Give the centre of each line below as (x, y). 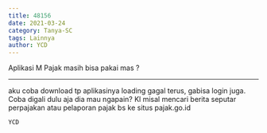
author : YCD (28, 45)
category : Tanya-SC (41, 30)
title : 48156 (30, 16)
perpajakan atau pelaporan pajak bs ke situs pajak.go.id (99, 108)
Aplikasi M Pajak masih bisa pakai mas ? (74, 68)
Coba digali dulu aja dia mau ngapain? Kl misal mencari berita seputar (122, 100)
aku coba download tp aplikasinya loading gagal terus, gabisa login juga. (127, 91)
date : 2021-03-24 (37, 23)
